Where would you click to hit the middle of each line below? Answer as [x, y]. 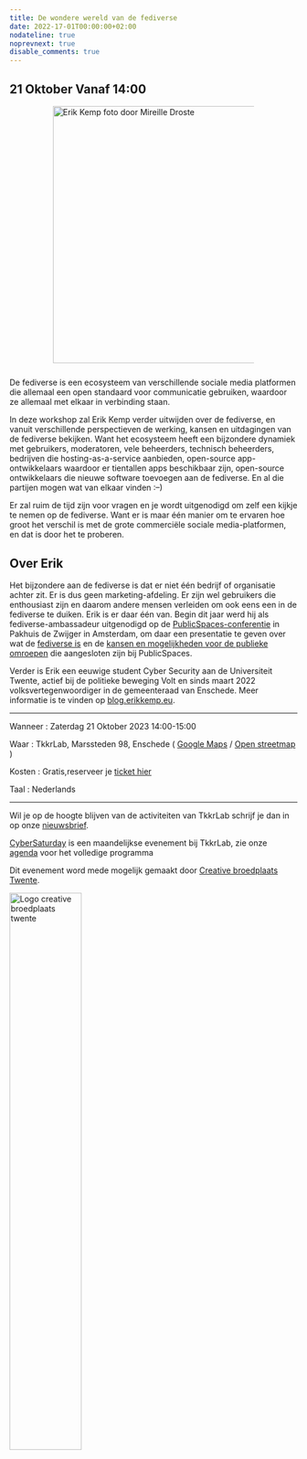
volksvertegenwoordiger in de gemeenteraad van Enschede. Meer [134, 690]
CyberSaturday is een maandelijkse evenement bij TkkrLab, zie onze [138, 843]
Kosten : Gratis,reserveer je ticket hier [81, 771]
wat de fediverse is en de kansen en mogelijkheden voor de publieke [139, 643]
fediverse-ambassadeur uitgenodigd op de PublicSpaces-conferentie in [145, 623]
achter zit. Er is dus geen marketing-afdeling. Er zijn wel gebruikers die [143, 594]
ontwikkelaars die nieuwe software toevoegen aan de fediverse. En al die [147, 478]
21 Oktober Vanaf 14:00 [78, 89]
